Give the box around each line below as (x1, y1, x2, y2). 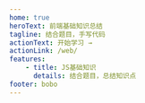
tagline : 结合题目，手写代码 (9, 30, 106, 39)
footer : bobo (9, 80, 58, 89)
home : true (9, 13, 50, 22)
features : (9, 55, 47, 64)
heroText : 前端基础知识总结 (9, 21, 103, 30)
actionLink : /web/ (9, 47, 78, 56)
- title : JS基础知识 (25, 64, 97, 73)
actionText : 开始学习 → (9, 38, 92, 47)
